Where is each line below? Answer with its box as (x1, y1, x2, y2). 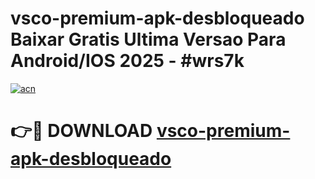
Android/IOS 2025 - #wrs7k (10, 50, 245, 72)
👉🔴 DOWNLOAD (10, 120, 153, 142)
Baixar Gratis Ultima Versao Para (10, 28, 287, 51)
